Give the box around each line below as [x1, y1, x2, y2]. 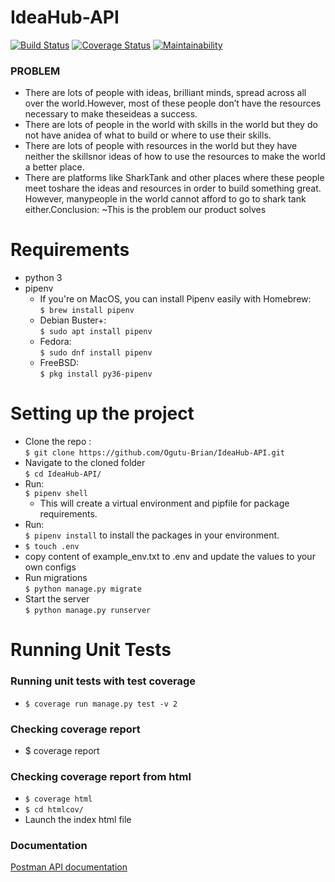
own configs [24, 561, 77, 573]
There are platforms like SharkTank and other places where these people [24, 172, 325, 184]
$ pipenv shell [24, 489, 89, 499]
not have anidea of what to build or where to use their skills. [24, 129, 272, 141]
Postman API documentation [10, 861, 128, 873]
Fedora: [39, 336, 72, 348]
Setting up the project [10, 402, 195, 425]
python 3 [24, 272, 63, 284]
